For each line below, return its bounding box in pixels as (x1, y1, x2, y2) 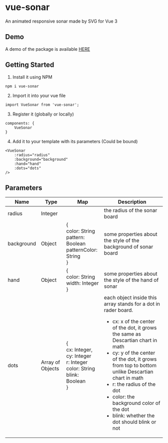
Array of (40, 359, 60, 366)
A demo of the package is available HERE (5, 46, 90, 52)
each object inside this (104, 294, 157, 301)
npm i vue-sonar (5, 83, 39, 89)
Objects (40, 365, 59, 372)
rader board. (104, 307, 133, 314)
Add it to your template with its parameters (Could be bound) (12, 138, 138, 144)
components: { (5, 121, 35, 126)
